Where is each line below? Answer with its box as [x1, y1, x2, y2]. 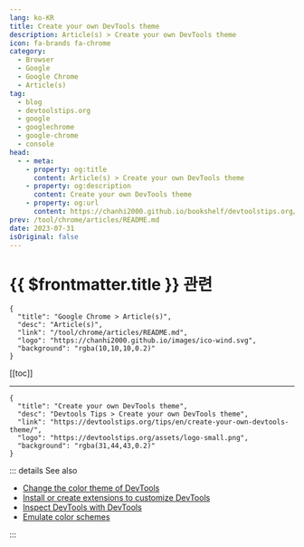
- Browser [17, 55, 54, 64]
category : [9, 47, 47, 56]
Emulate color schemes [22, 512, 110, 523]
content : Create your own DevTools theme [33, 190, 193, 199]
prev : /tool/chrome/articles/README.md [9, 215, 160, 225]
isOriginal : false [9, 232, 79, 241]
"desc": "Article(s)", [17, 321, 103, 330]
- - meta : [17, 156, 54, 166]
